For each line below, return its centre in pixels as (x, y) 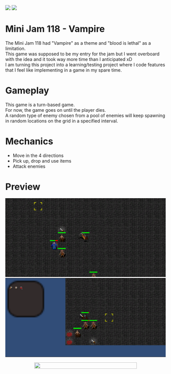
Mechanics (29, 142)
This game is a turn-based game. (40, 105)
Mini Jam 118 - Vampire (55, 29)
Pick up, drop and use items (42, 161)
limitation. (16, 48)
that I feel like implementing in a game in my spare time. (64, 70)
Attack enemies (29, 166)
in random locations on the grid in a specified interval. (62, 121)
